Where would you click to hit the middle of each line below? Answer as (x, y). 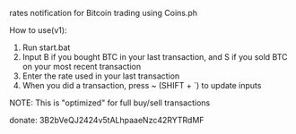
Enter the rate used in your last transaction (101, 76)
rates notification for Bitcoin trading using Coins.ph (104, 13)
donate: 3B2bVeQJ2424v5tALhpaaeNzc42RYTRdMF (107, 120)
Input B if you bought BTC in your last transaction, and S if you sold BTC (155, 57)
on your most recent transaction (82, 67)
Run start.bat (46, 47)
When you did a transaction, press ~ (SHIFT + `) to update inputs (142, 85)
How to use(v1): (38, 30)
